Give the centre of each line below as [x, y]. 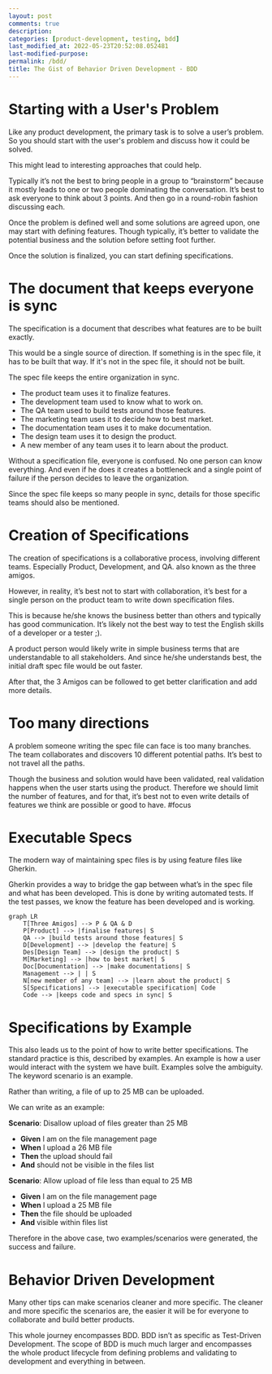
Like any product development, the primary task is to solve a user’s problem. [136, 132]
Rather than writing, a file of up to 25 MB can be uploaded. [106, 1091]
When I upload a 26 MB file [66, 1148]
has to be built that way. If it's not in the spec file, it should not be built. [127, 361]
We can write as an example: [57, 1108]
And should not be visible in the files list [87, 1165]
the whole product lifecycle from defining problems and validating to [123, 1353]
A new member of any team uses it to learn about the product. [124, 445]
